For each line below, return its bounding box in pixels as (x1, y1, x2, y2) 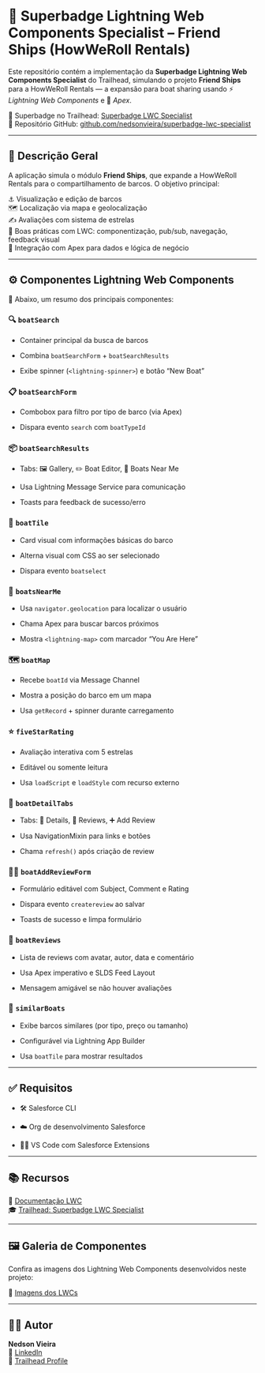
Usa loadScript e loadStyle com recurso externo (19, 777, 180, 787)
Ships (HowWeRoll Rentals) (8, 41, 191, 58)
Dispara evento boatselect (19, 566, 106, 575)
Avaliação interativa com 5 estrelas (19, 747, 133, 757)
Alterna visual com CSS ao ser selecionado (19, 551, 160, 560)
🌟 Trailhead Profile (8, 1356, 69, 1366)
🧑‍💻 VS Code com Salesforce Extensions (19, 1140, 150, 1149)
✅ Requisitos (8, 1081, 73, 1095)
